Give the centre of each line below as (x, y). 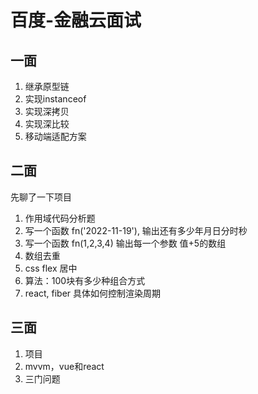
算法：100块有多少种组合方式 (85, 280)
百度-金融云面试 (76, 20)
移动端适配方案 (55, 136)
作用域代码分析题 (60, 218)
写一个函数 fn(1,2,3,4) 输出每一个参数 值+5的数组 (125, 243)
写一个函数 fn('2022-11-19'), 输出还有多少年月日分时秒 (136, 230)
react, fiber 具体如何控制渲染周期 (93, 293)
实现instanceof (55, 99)
